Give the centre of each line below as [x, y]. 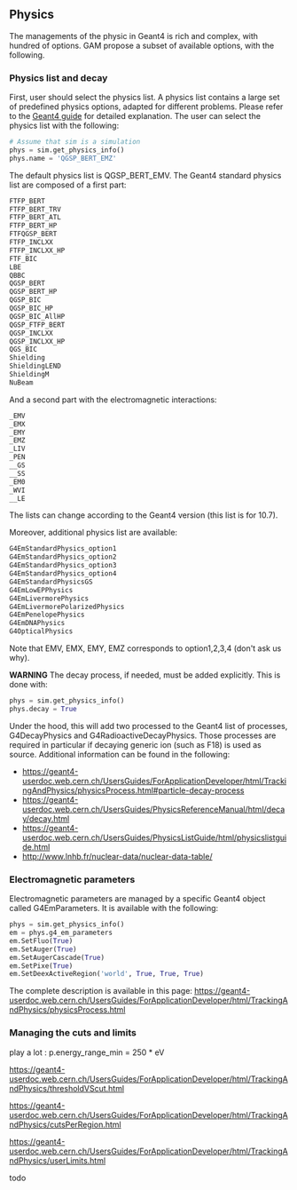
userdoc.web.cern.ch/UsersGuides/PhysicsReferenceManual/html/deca [153, 809]
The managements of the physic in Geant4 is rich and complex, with [134, 36]
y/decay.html [46, 818]
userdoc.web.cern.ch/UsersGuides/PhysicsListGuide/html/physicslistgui [154, 837]
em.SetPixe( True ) [41, 966]
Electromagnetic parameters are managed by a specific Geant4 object [137, 899]
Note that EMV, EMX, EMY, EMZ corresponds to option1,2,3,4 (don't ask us [145, 648]
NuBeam [21, 382]
